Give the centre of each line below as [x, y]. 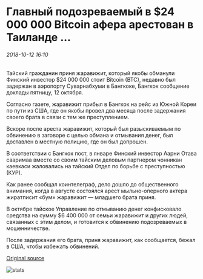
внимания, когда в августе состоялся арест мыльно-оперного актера [97, 191]
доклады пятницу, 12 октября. [45, 93]
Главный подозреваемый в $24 [90, 12]
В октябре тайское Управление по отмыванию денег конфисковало [94, 209]
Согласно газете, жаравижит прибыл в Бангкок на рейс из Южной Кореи [101, 104]
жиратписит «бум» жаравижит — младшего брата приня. [81, 197]
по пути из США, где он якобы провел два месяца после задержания [96, 111]
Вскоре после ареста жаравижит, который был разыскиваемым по [94, 129]
